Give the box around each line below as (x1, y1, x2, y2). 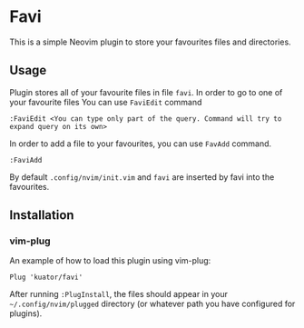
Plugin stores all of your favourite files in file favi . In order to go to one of (9, 86, 283, 97)
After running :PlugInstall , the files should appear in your (9, 289, 229, 300)
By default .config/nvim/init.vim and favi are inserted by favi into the (9, 171, 275, 183)
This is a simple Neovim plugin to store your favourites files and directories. (9, 36, 292, 47)
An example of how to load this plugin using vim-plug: (9, 255, 211, 266)
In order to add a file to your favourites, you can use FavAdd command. (9, 138, 272, 149)
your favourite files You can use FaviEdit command (9, 96, 202, 107)
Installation (9, 207, 74, 224)
